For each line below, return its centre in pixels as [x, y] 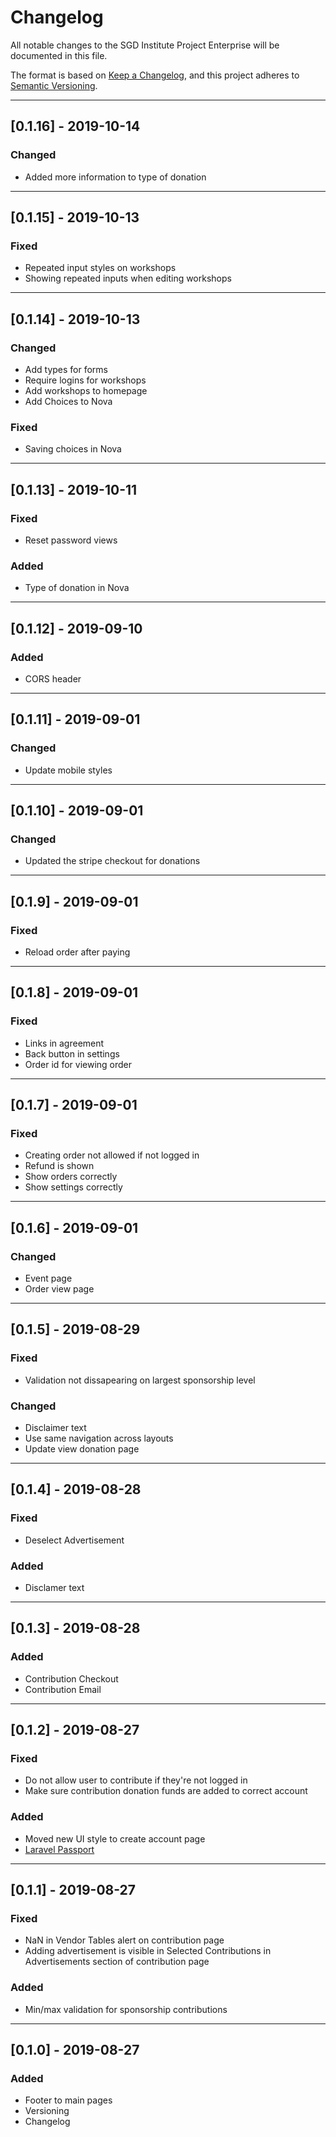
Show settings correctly [73, 1187]
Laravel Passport [59, 1849]
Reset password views [71, 540]
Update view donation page [82, 1449]
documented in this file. [59, 55]
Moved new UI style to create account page [115, 1838]
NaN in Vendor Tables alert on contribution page [124, 1940]
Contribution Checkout [71, 1678]
